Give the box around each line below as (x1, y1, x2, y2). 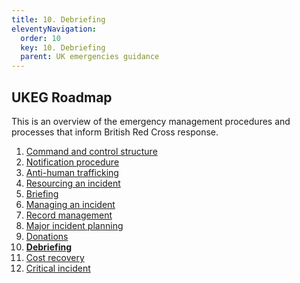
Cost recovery (25, 251, 85, 263)
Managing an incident (25, 198, 116, 210)
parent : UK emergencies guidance (20, 52, 160, 62)
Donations (25, 230, 69, 242)
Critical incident (25, 262, 91, 274)
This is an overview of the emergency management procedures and (11, 115, 291, 127)
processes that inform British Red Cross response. (11, 126, 219, 138)
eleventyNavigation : (11, 24, 98, 34)
